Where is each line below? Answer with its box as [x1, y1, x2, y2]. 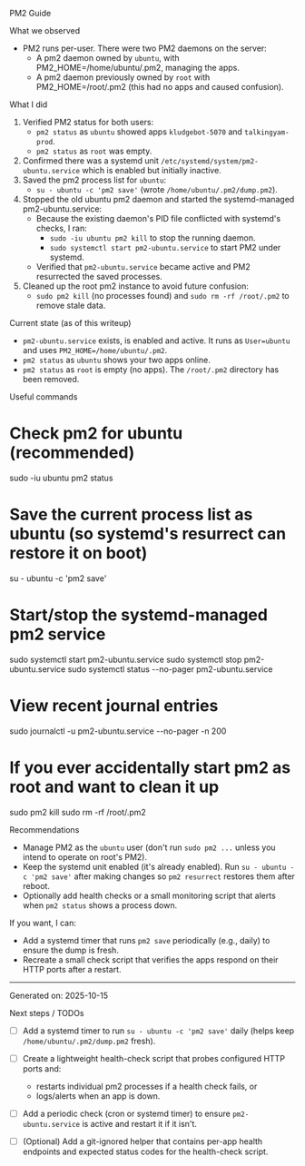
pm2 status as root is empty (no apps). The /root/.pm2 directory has [22, 364, 280, 375]
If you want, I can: [9, 917, 77, 928]
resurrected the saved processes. [35, 272, 163, 282]
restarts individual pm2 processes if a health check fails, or [35, 1081, 258, 1092]
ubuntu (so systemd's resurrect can [9, 524, 287, 544]
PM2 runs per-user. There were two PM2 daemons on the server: [22, 43, 268, 54]
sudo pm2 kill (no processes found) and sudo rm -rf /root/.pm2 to [35, 291, 290, 301]
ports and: [22, 1062, 62, 1074]
